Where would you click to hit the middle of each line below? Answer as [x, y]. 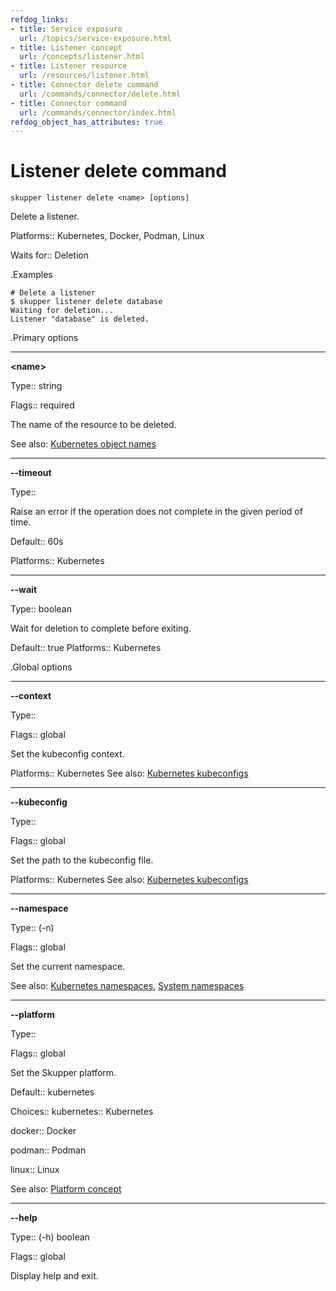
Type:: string [36, 386]
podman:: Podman [48, 1150]
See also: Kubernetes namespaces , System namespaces [127, 986]
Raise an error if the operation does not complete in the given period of [156, 512]
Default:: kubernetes [52, 1092]
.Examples [31, 275]
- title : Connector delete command [84, 85]
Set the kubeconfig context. [67, 754]
